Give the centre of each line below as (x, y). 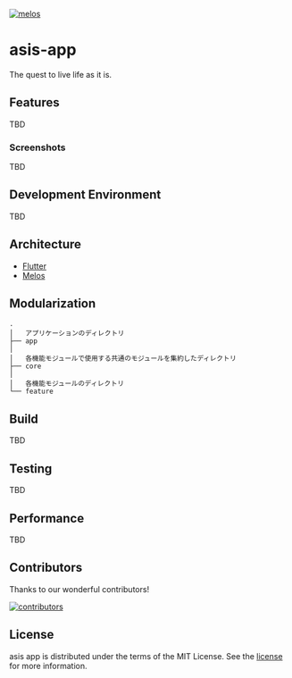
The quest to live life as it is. (61, 74)
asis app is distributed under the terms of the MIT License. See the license (146, 656)
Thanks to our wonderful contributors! (79, 589)
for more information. (48, 665)
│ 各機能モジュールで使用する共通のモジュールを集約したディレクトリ (123, 359)
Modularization (53, 304)
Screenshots (38, 147)
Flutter (34, 266)
